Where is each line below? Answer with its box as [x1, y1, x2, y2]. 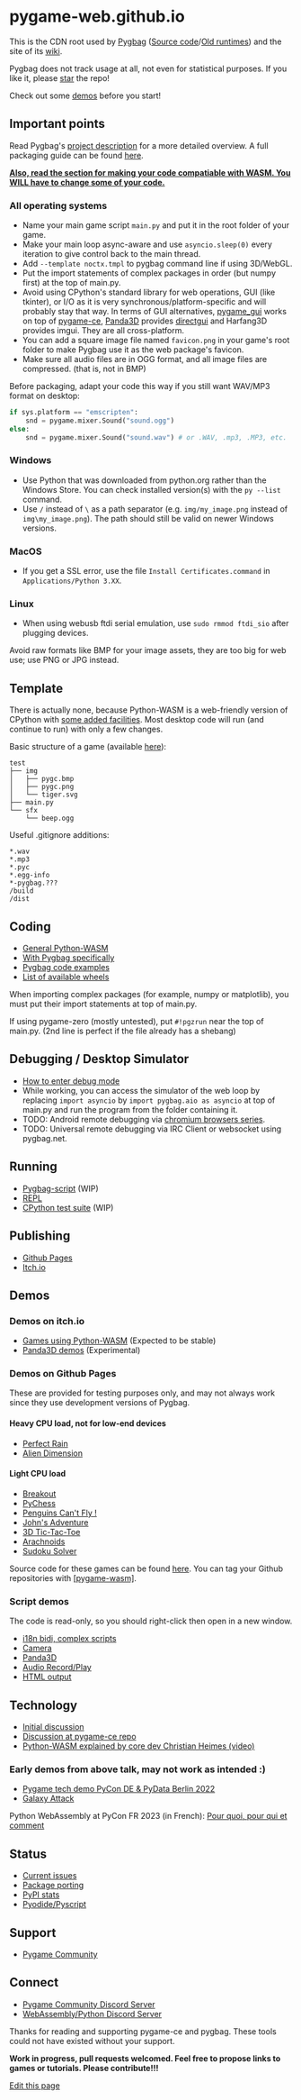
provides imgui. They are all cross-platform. [22, 325, 184, 336]
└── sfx [9, 806, 39, 815]
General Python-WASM [22, 943, 109, 954]
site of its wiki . [9, 45, 63, 56]
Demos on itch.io [9, 1314, 85, 1327]
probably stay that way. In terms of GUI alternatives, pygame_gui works [22, 306, 288, 317]
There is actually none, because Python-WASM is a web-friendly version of [9, 705, 288, 715]
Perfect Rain [22, 1438, 69, 1449]
